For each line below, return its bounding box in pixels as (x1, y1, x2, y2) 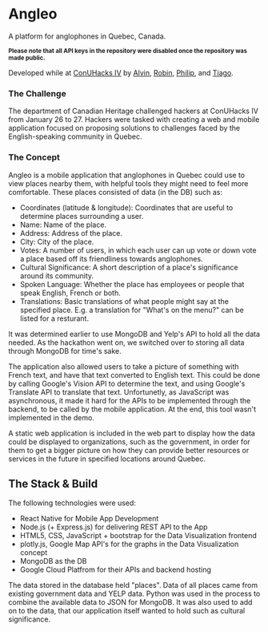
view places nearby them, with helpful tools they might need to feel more (8, 178, 249, 188)
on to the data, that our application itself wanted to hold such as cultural (8, 606, 246, 616)
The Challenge (8, 87, 66, 99)
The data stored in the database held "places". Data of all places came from (8, 581, 258, 590)
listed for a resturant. (19, 314, 90, 323)
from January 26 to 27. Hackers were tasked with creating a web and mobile (8, 115, 260, 124)
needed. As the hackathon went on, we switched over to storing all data (8, 338, 245, 347)
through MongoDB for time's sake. (8, 346, 122, 355)
